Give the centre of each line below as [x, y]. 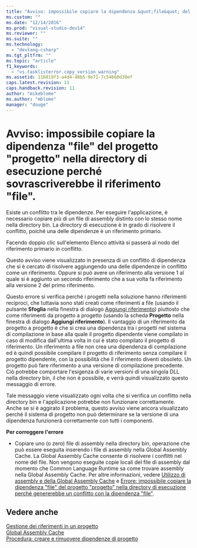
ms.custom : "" [24, 17]
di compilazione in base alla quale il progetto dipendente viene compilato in [97, 334]
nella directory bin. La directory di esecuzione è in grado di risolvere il [91, 225]
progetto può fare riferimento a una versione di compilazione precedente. [95, 366]
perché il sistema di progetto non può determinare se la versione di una [93, 414]
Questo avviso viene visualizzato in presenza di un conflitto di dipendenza [96, 260]
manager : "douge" [27, 104]
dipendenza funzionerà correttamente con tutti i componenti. [80, 421]
